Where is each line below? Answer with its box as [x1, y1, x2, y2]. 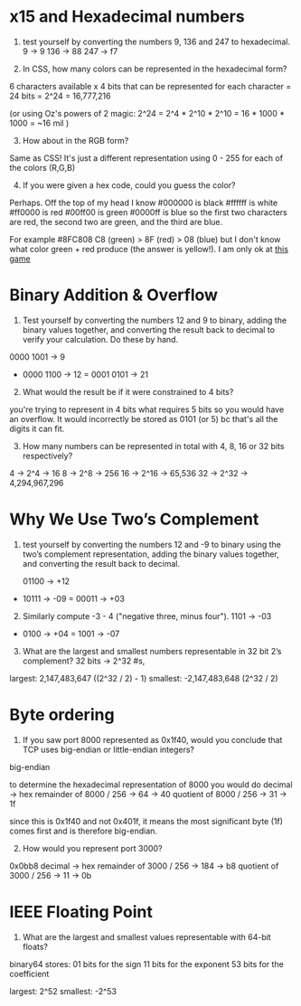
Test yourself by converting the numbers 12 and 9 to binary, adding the [22, 315, 287, 325]
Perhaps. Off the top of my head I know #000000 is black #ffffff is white [9, 197, 278, 208]
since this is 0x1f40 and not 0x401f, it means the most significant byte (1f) [9, 815, 283, 826]
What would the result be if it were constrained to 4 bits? [22, 386, 234, 397]
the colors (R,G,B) [9, 162, 76, 173]
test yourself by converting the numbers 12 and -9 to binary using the [22, 539, 282, 550]
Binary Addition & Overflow [9, 285, 219, 306]
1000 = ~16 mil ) [9, 118, 70, 128]
